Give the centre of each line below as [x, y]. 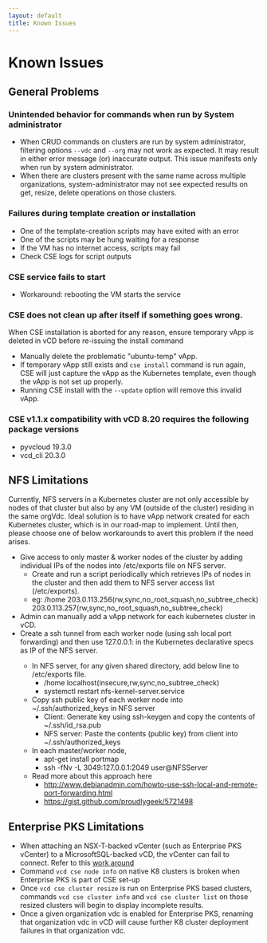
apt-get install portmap [81, 760]
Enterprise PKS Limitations [77, 827]
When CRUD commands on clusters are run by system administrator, [133, 142]
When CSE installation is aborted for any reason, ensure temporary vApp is [131, 333]
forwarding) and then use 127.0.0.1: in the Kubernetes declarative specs [137, 642]
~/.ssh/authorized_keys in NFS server [93, 708]
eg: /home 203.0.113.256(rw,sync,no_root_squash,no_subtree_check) [145, 600]
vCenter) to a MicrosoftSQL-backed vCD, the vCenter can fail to [124, 854]
